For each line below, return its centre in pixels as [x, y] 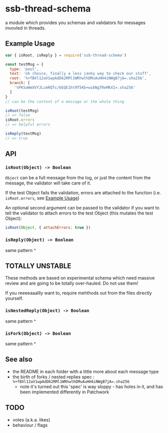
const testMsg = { [24, 64]
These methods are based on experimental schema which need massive [80, 278]
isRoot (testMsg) [22, 111]
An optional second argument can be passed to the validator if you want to [82, 208]
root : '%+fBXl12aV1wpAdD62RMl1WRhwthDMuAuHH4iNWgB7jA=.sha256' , [78, 78]
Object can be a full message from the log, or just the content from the [78, 178]
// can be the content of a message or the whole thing [65, 101]
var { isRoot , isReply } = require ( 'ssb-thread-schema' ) [66, 55]
